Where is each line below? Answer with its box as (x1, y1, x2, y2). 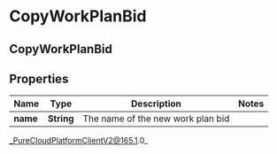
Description (131, 97, 181, 110)
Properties (9, 71, 69, 86)
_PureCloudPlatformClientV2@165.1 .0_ (9, 135, 149, 146)
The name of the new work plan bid (82, 112, 230, 125)
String (47, 112, 74, 125)
